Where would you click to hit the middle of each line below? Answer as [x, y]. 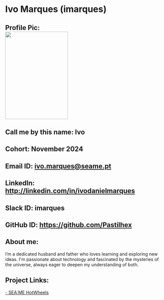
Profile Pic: [22, 28]
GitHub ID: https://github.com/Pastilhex [69, 225]
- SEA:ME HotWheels [27, 292]
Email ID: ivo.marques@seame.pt [58, 166]
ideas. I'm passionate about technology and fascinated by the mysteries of [82, 259]
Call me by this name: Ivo [45, 132]
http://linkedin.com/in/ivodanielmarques [70, 191]
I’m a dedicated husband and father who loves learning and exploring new [81, 254]
